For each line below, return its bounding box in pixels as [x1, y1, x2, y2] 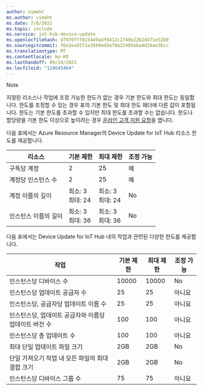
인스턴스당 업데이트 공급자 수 [9, 288, 87, 297]
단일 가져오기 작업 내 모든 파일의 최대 [9, 354, 109, 363]
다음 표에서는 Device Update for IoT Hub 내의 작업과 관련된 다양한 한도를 [6, 233, 181, 240]
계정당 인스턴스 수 [9, 176, 57, 184]
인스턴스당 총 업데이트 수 [9, 331, 76, 340]
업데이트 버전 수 [9, 320, 52, 329]
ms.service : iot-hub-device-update [6, 31, 96, 37]
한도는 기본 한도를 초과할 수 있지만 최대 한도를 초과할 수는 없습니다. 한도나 [19, 109, 193, 116]
